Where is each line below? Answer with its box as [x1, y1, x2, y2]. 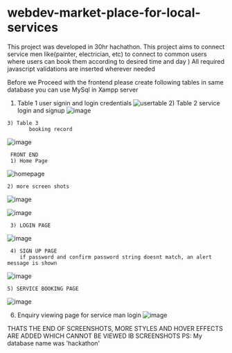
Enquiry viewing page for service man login [17, 311, 142, 319]
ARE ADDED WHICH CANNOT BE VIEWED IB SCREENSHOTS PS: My [7, 332, 203, 340]
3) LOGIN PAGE [10, 222, 51, 229]
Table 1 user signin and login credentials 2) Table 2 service [17, 98, 220, 107]
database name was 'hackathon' [7, 338, 100, 347]
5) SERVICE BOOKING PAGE [7, 285, 79, 292]
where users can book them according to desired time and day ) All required [7, 57, 225, 65]
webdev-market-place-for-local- [7, 5, 201, 21]
